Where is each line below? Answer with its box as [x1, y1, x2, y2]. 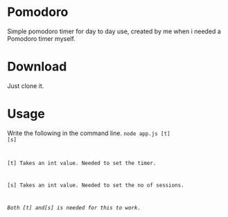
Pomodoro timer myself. [7, 34, 76, 42]
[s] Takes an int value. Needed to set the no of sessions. [7, 182, 185, 189]
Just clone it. [7, 81, 44, 90]
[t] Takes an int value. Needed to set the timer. [7, 159, 157, 166]
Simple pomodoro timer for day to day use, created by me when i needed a [7, 27, 222, 35]
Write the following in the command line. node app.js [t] [7, 129, 171, 137]
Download [7, 59, 67, 75]
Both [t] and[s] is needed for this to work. [7, 205, 141, 211]
